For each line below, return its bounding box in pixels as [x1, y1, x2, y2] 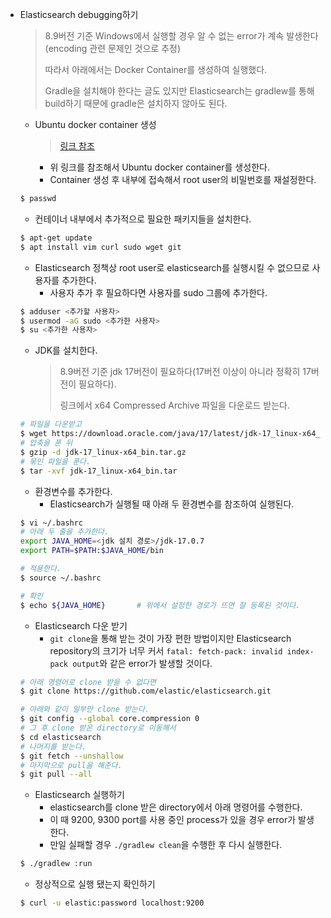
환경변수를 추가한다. [34, 485, 113, 497]
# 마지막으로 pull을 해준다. [19, 760, 123, 770]
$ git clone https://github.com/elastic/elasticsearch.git [19, 686, 272, 697]
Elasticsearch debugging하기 [19, 9, 139, 20]
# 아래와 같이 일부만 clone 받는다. [19, 704, 150, 715]
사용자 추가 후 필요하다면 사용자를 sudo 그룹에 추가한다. [49, 286, 268, 298]
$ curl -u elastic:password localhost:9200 [19, 898, 205, 908]
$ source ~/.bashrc [19, 573, 102, 583]
